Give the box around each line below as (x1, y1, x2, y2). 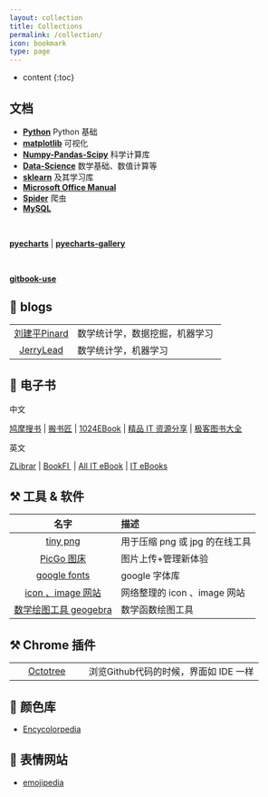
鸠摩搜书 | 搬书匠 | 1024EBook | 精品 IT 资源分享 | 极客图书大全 (9, 423, 243, 434)
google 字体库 (120, 569, 181, 582)
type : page (9, 47, 51, 56)
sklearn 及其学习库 (22, 172, 94, 182)
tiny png (45, 535, 81, 547)
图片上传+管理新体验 (120, 553, 209, 566)
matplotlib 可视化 (22, 137, 89, 148)
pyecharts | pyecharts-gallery (9, 238, 126, 249)
